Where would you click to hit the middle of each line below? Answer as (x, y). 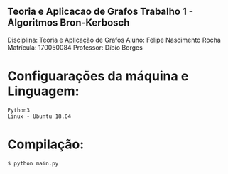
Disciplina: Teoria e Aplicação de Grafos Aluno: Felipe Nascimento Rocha (114, 40)
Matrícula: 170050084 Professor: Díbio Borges (75, 47)
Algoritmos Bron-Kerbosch (69, 23)
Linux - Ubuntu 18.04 (39, 116)
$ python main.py (33, 163)
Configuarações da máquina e (98, 76)
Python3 (19, 110)
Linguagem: (43, 91)
